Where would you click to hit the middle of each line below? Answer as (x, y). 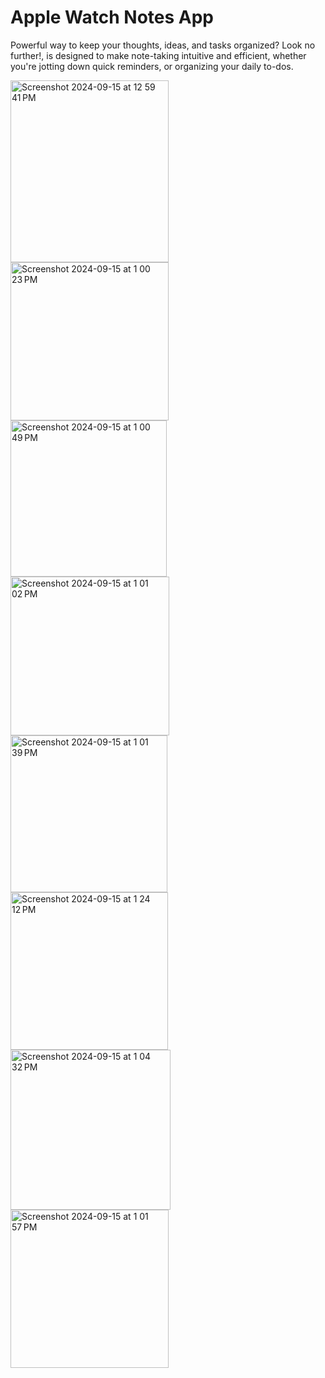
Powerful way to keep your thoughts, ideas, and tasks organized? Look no (163, 45)
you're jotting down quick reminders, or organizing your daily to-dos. (152, 66)
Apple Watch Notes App (112, 17)
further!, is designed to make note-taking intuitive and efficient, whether (158, 55)
